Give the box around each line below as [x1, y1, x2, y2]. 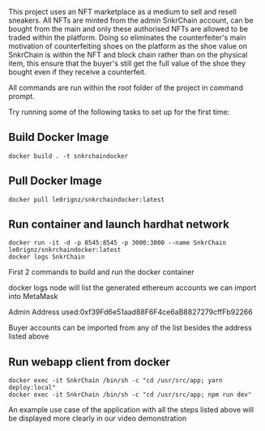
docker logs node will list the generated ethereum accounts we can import [8, 283, 257, 292]
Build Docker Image [8, 130, 109, 144]
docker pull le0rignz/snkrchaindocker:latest [8, 195, 165, 203]
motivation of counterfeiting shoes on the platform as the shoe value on [8, 41, 247, 51]
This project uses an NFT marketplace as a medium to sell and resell [8, 7, 237, 16]
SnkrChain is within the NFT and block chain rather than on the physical [8, 50, 248, 59]
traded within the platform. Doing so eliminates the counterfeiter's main [8, 32, 246, 42]
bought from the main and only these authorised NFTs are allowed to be [8, 24, 249, 33]
